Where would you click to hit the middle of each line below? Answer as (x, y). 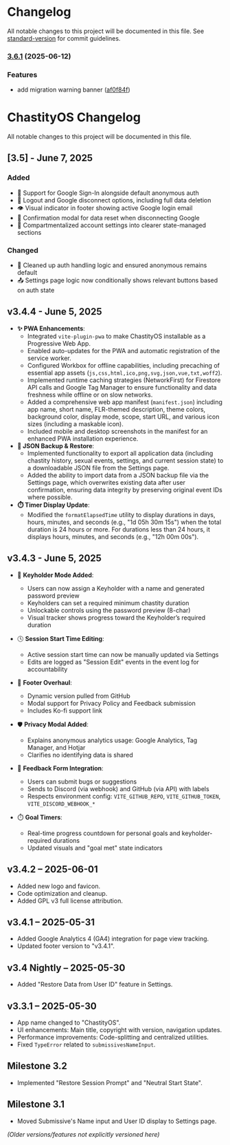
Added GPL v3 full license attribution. (70, 901)
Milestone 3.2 (37, 1066)
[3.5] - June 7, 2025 (50, 158)
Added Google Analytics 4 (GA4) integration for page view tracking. (113, 939)
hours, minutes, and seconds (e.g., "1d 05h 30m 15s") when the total (124, 522)
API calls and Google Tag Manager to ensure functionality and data (122, 387)
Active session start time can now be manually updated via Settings (123, 654)
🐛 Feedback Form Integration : (60, 768)
